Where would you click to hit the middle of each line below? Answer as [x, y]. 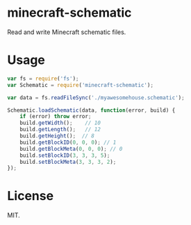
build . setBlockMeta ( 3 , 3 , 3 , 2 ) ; [68, 162]
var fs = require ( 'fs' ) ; [43, 78]
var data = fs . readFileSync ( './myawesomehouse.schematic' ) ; [96, 98]
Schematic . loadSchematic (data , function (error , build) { [91, 110]
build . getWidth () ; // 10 [60, 123]
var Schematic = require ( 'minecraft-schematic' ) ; [81, 85]
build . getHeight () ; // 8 [57, 136]
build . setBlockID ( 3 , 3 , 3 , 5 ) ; [65, 155]
